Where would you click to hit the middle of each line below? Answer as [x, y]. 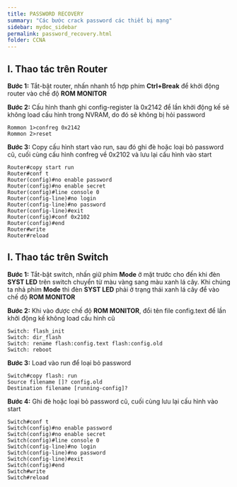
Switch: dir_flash [34, 337]
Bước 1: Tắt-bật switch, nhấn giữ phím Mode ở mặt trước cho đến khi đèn [114, 274]
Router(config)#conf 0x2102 [49, 217]
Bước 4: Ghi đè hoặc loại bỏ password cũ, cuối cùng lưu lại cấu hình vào [113, 401]
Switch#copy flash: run [42, 376]
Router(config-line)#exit [45, 211]
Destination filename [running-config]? [68, 388]
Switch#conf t [28, 422]
